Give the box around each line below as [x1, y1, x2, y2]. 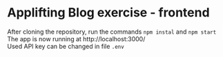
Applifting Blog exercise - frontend [7, 5, 210, 21]
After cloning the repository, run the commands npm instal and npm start [7, 27, 217, 36]
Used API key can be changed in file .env [7, 42, 124, 50]
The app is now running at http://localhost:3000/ [7, 34, 146, 43]
